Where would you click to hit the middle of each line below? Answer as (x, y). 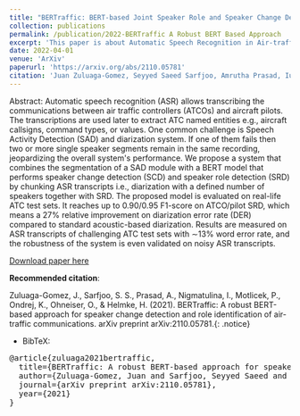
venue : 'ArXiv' (37, 59)
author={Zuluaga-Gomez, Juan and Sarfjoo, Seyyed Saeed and (153, 375)
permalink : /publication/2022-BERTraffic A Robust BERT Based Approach (145, 34)
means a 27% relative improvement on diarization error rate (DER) (130, 214)
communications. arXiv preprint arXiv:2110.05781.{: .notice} (142, 323)
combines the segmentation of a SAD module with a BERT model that (137, 167)
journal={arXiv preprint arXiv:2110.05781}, (117, 384)
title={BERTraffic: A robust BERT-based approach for (138, 366)
